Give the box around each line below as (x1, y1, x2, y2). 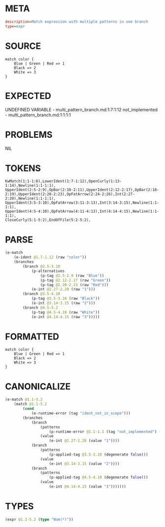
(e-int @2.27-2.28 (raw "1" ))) (31, 287, 96, 292)
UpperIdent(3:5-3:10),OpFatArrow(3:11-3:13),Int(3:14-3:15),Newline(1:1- (5, 200, 160, 205)
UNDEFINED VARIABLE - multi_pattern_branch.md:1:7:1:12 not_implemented (5, 106, 158, 112)
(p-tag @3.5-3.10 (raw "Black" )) (31, 296, 100, 301)
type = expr (5, 24, 26, 29)
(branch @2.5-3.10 (23, 264, 60, 269)
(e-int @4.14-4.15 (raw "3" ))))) (31, 314, 100, 319)
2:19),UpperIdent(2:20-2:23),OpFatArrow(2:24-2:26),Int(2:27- (5, 192, 135, 197)
